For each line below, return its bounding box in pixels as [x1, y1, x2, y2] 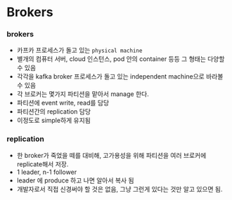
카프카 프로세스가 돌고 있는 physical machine [16, 46, 143, 55]
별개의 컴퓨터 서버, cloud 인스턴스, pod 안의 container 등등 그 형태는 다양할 [16, 55, 225, 63]
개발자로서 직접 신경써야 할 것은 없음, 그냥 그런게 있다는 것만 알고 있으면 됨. [16, 185, 223, 193]
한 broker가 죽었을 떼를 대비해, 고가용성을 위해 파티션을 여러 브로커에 [16, 151, 207, 159]
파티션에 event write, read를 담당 [16, 99, 110, 107]
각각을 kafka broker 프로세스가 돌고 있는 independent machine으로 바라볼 [16, 72, 224, 81]
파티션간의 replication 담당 [16, 107, 91, 116]
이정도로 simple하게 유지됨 [16, 116, 91, 125]
